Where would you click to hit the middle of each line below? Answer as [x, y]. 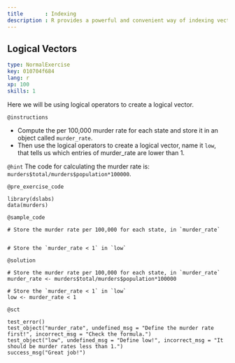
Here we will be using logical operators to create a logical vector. [101, 104]
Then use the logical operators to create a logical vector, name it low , [117, 145]
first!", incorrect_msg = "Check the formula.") [79, 334]
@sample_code [26, 217]
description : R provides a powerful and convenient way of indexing [111, 20]
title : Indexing [42, 14]
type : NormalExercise [39, 65]
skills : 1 [22, 91]
